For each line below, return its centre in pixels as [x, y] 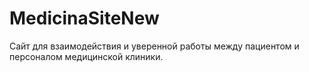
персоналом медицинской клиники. [86, 56]
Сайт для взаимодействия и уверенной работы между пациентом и [154, 46]
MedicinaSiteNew [84, 18]
